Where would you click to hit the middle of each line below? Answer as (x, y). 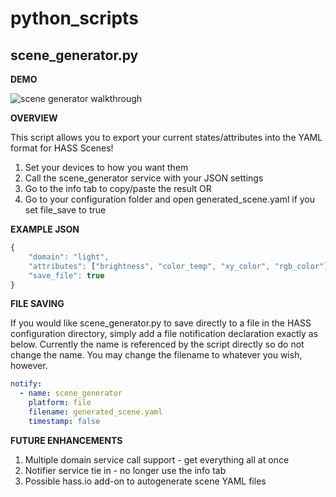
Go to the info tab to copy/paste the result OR (118, 188)
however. (29, 366)
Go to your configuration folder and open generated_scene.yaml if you (170, 199)
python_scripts (74, 18)
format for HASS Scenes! (62, 148)
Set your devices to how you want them (106, 167)
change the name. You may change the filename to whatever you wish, (156, 355)
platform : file (60, 403)
